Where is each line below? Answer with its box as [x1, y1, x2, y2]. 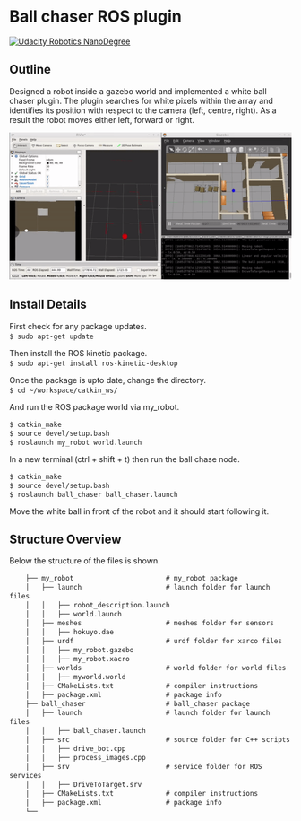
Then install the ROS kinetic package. [9, 347, 148, 358]
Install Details [9, 297, 87, 312]
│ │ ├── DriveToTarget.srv [25, 781, 142, 790]
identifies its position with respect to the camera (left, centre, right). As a [9, 105, 277, 116]
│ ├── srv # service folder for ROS [25, 763, 262, 772]
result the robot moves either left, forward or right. [9, 114, 195, 125]
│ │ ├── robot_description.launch [25, 601, 170, 610]
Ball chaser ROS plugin [9, 6, 182, 27]
